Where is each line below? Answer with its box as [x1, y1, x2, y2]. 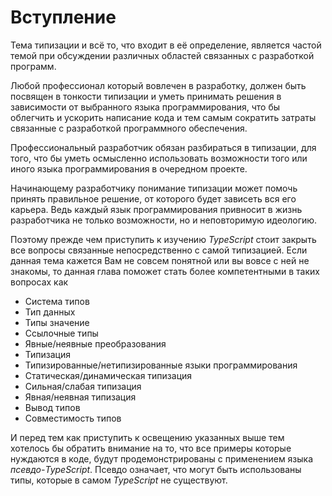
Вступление [10, 6, 117, 29]
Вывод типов [24, 401, 81, 413]
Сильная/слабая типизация [24, 380, 142, 392]
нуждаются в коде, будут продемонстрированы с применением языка [10, 452, 314, 465]
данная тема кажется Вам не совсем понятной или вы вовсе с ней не [10, 254, 310, 266]
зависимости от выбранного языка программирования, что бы [10, 101, 281, 113]
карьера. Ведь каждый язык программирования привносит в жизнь [10, 203, 303, 215]
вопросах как [10, 276, 69, 288]
